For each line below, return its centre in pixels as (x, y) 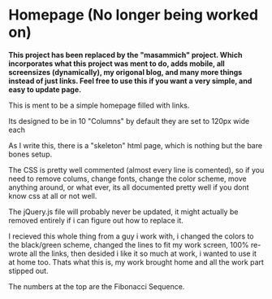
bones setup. (30, 154)
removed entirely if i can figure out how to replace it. (96, 220)
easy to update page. (45, 89)
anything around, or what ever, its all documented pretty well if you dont (129, 187)
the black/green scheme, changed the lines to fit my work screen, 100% (129, 244)
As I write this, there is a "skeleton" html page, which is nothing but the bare (135, 145)
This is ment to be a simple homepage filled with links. (99, 105)
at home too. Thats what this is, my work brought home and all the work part (136, 262)
